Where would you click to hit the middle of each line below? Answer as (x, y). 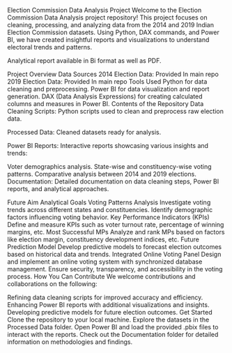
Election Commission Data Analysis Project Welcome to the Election (105, 10)
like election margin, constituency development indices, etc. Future (103, 239)
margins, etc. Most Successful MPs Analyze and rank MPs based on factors (116, 232)
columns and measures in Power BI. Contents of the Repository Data (106, 104)
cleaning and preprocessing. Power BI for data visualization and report (108, 89)
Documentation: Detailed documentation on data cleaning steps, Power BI (113, 181)
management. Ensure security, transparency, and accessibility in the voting (115, 269)
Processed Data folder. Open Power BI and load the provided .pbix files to (113, 327)
